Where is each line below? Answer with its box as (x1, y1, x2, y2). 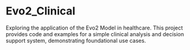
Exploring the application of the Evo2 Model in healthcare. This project (5, 24, 183, 31)
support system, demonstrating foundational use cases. (5, 37, 146, 44)
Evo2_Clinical (5, 4, 76, 18)
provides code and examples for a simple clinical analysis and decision (5, 30, 185, 37)
